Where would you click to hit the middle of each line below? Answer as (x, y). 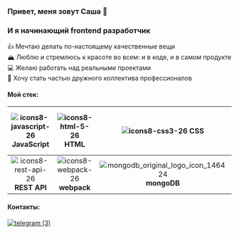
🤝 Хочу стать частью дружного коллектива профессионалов (100, 78)
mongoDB (163, 183)
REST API (31, 188)
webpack (75, 188)
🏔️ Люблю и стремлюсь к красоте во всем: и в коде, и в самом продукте (119, 57)
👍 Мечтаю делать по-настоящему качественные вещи (91, 46)
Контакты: (24, 207)
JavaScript (31, 144)
